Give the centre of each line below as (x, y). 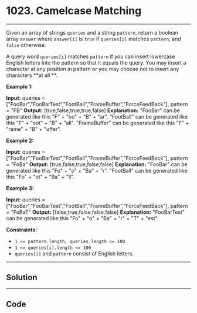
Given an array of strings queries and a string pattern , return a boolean (92, 32)
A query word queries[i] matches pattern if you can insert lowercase (91, 56)
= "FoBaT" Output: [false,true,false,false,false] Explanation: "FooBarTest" (95, 212)
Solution (22, 277)
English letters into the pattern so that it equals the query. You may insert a (96, 62)
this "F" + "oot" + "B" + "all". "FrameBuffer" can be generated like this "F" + (98, 123)
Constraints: (22, 230)
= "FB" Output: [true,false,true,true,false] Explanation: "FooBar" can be (93, 110)
